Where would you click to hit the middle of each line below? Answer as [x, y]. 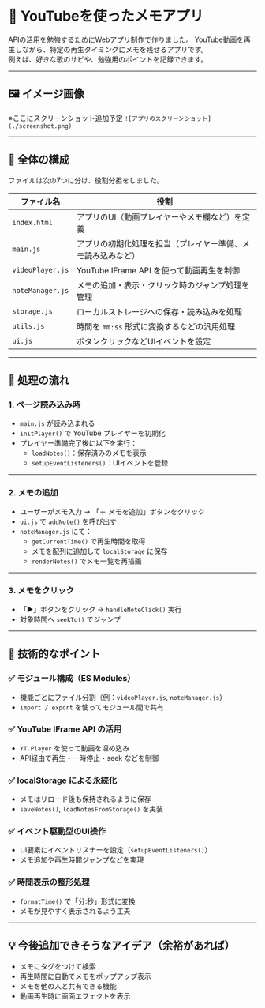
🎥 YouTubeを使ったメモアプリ [106, 16]
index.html [32, 222]
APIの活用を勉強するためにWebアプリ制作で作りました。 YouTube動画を [126, 39]
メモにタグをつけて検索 [58, 966]
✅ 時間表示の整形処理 [49, 882]
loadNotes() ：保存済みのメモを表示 [89, 453]
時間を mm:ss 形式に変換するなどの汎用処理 [156, 326]
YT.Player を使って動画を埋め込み [75, 748]
